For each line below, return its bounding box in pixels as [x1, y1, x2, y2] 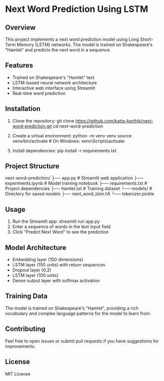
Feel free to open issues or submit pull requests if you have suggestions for [5, 338, 159, 344]
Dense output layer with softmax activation [12, 278, 100, 284]
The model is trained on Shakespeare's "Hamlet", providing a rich [5, 305, 139, 311]
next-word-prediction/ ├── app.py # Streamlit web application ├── [5, 175, 144, 181]
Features [5, 61, 33, 70]
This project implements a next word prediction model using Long [5, 36, 139, 42]
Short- [140, 36, 154, 42]
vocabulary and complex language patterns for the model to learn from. [5, 310, 151, 316]
